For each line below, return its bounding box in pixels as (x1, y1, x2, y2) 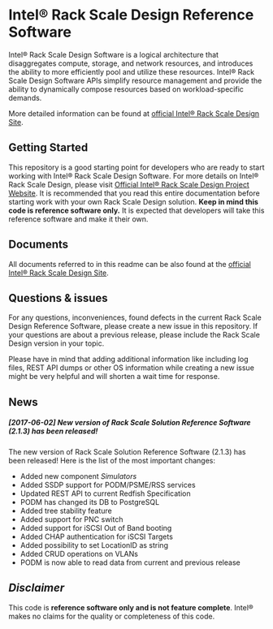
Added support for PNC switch (19, 514, 123, 524)
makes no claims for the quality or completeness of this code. (8, 611, 215, 621)
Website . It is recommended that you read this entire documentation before (8, 188, 260, 198)
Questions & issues (8, 291, 108, 305)
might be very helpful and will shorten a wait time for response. (8, 372, 220, 381)
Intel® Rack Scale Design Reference (8, 6, 254, 24)
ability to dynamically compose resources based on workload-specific (8, 84, 244, 94)
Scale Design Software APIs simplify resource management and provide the (8, 75, 262, 85)
